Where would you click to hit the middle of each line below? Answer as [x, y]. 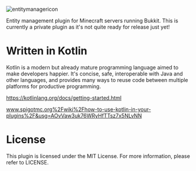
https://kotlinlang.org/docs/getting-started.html [64, 97]
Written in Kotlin [47, 51]
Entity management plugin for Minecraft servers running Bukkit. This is [92, 20]
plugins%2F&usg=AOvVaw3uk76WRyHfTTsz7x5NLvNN [74, 115]
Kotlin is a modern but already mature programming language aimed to [92, 67]
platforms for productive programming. [54, 86]
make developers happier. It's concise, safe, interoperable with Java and [95, 74]
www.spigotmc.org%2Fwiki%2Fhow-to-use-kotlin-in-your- [78, 109]
